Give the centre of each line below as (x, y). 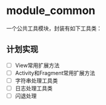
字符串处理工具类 (36, 81)
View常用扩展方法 (37, 65)
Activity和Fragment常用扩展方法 (55, 73)
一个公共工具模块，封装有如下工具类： (54, 28)
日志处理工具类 (34, 88)
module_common (51, 11)
